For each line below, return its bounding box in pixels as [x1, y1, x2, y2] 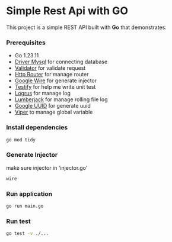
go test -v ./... [6, 231, 49, 237]
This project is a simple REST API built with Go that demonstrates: [6, 24, 167, 31]
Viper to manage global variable [14, 108, 93, 116]
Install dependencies [6, 123, 68, 131]
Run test [6, 217, 31, 225]
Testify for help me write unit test [14, 83, 96, 91]
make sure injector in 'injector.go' [6, 164, 88, 171]
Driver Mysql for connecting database [14, 58, 108, 66]
